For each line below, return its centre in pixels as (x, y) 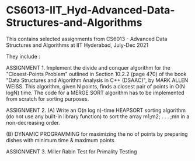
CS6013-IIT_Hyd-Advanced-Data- (90, 10)
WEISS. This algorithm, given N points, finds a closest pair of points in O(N (95, 86)
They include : (23, 56)
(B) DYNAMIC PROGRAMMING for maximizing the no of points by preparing (97, 134)
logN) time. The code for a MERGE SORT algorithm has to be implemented (95, 93)
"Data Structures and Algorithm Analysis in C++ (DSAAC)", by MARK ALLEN (97, 80)
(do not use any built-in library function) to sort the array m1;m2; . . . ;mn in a (98, 116)
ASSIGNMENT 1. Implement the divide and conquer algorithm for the (88, 67)
